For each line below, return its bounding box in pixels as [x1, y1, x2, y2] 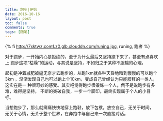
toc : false [5, 20, 27, 26]
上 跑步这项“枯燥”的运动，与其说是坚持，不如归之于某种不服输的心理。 [5, 60, 147, 65]
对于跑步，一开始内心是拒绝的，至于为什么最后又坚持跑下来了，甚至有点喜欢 [5, 54, 158, 60]
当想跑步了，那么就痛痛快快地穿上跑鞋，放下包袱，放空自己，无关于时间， [5, 105, 154, 110]
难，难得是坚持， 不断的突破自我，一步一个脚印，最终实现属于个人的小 [5, 88, 147, 94]
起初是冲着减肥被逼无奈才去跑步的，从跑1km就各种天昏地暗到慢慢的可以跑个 [5, 70, 158, 76]
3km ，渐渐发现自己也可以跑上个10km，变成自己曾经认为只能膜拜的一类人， [5, 76, 158, 82]
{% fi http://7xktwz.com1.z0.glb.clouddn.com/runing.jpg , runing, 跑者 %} [5, 44, 150, 49]
